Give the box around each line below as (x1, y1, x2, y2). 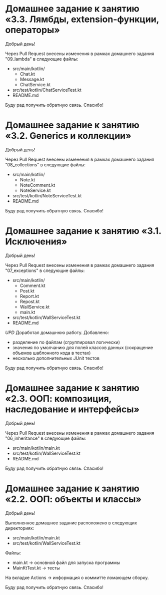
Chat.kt (19, 71, 35, 77)
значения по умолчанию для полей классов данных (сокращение (12, 344, 153, 351)
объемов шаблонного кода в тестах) (12, 350, 91, 356)
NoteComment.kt (19, 182, 55, 188)
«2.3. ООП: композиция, (5, 393, 111, 404)
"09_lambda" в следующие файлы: (5, 56, 78, 62)
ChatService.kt (19, 81, 51, 88)
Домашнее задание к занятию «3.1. (5, 225, 161, 237)
